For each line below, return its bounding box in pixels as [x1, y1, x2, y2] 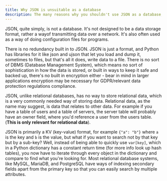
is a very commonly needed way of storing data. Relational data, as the [5, 98, 151, 104]
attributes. [5, 171, 26, 177]
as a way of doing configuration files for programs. [5, 36, 109, 42]
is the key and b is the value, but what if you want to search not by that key [5, 134, 158, 140]
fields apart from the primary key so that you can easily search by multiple [5, 166, 158, 172]
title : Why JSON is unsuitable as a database [5, 7, 101, 12]
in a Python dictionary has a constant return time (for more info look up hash [5, 145, 162, 151]
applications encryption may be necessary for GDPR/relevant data [5, 78, 141, 84]
